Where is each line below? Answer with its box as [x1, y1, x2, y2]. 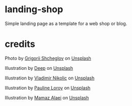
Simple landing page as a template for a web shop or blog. [5, 20, 127, 26]
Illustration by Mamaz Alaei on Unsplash [5, 94, 89, 100]
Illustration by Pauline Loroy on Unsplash [5, 85, 91, 91]
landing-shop [5, 4, 63, 15]
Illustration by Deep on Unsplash [5, 65, 73, 71]
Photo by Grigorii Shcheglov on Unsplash [5, 55, 91, 61]
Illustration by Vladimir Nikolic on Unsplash [5, 75, 95, 81]
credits [5, 38, 35, 50]
